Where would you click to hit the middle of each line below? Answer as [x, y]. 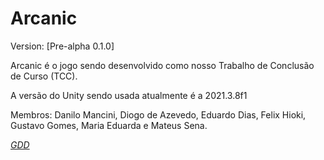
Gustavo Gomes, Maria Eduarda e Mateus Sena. [109, 125]
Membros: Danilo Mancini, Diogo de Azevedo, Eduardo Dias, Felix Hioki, [158, 114]
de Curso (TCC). [44, 76]
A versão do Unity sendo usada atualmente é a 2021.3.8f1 [129, 95]
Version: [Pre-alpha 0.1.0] [62, 46]
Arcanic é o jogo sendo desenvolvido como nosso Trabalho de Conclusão [162, 65]
